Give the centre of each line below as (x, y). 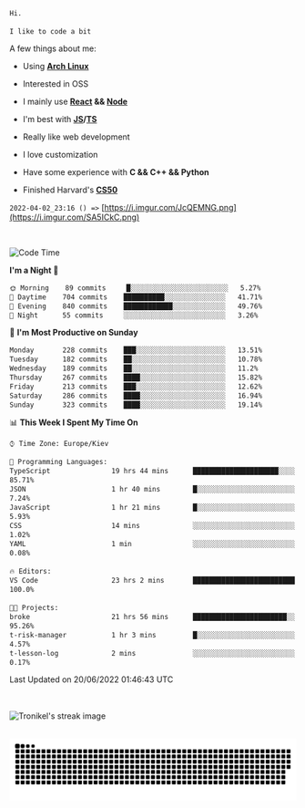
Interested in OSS (56, 84)
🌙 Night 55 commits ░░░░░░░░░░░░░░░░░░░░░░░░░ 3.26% (134, 316)
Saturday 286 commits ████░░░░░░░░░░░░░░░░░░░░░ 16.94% (136, 396)
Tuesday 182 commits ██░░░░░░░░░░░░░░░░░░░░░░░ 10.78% (136, 359)
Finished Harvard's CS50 (70, 190)
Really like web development (76, 137)
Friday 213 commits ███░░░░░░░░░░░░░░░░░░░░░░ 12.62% (136, 387)
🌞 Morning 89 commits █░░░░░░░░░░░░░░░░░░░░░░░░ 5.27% (135, 288)
